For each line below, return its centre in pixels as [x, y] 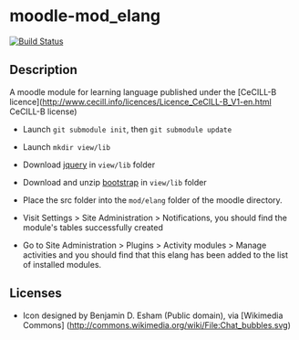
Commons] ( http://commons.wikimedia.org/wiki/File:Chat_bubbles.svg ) [157, 324]
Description [43, 70]
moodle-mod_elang [85, 16]
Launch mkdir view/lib [67, 146]
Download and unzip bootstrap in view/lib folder [114, 182]
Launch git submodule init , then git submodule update [127, 129]
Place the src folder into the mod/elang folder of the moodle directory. [152, 200]
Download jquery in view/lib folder [89, 165]
